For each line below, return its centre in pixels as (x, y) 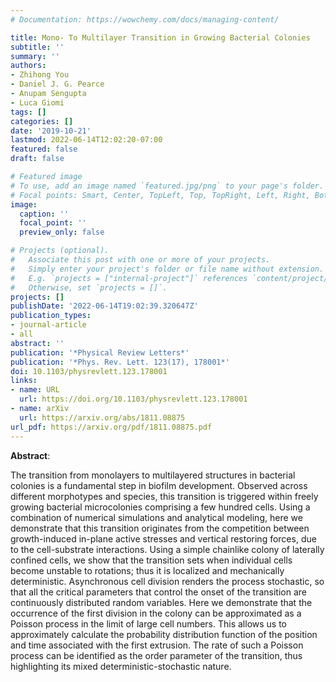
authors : (28, 66)
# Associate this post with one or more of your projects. (140, 260)
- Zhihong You (40, 75)
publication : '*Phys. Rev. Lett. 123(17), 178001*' (120, 362)
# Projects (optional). (60, 251)
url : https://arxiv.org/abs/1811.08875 (102, 417)
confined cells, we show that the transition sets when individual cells (151, 560)
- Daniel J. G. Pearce (57, 84)
